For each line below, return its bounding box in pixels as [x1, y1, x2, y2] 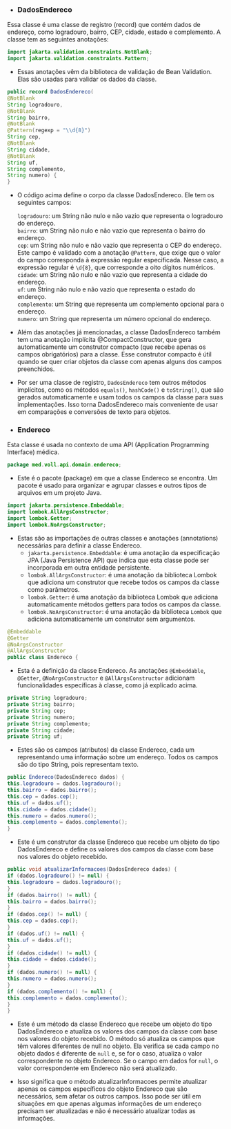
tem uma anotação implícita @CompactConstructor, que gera [17, 336, 192, 344]
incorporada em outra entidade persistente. [27, 563, 152, 572]
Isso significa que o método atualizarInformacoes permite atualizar [17, 1078, 208, 1086]
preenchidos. [17, 365, 55, 373]
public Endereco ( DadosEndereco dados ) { [7, 774, 125, 781]
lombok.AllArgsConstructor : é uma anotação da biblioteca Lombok [27, 570, 217, 579]
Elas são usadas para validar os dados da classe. [17, 75, 157, 84]
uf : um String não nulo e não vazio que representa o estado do [17, 285, 196, 293]
